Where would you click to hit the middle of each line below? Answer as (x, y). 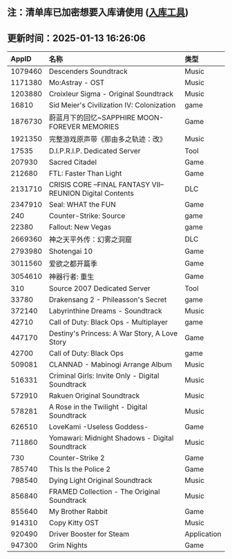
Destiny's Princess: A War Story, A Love (113, 333)
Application (203, 534)
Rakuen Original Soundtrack (94, 396)
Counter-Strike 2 (77, 458)
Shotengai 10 (71, 251)
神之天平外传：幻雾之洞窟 (90, 239)
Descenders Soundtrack (88, 71)
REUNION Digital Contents (91, 194)
